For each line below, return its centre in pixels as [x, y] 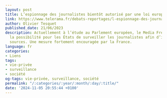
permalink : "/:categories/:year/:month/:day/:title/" [62, 83]
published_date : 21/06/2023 [34, 28]
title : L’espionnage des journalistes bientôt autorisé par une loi [78, 14]
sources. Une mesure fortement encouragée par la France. [71, 42]
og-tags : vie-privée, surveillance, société [52, 79]
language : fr [19, 47]
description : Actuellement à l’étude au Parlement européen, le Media [80, 33]
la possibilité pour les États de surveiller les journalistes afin [82, 38]
